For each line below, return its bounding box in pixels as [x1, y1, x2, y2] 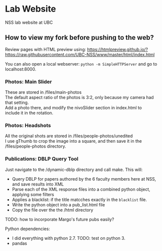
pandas [12, 240, 28, 246]
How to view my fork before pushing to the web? [5, 33, 154, 42]
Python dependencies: [5, 226, 50, 232]
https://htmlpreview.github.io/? [87, 46, 148, 52]
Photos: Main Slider [5, 78, 52, 85]
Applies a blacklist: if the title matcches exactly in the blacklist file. [12, 197, 147, 202]
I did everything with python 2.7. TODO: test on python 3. [12, 235, 126, 241]
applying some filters [12, 191, 54, 197]
